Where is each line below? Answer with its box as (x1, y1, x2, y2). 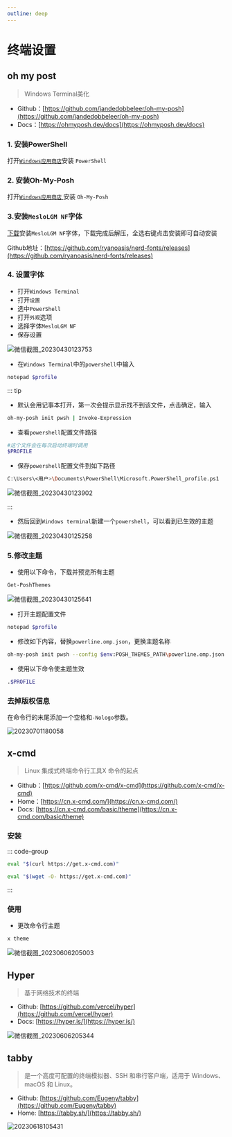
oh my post (7, 70, 57, 82)
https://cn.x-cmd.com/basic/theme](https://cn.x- (37, 805, 178, 814)
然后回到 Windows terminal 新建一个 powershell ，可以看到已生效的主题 (17, 517, 213, 525)
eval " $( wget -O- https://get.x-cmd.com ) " (7, 873, 132, 880)
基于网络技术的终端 (24, 988, 80, 997)
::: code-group (7, 848, 48, 856)
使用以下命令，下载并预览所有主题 (17, 568, 115, 576)
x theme (7, 935, 30, 943)
